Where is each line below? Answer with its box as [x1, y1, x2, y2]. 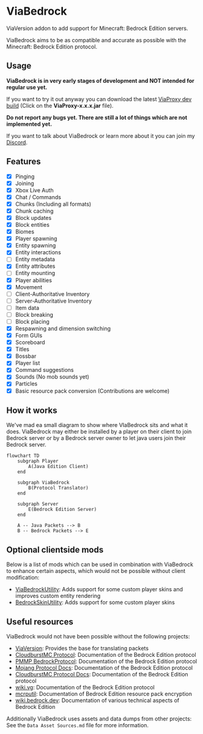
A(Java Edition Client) [28, 464, 89, 470]
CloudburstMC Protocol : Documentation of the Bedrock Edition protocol [15, 651, 197, 658]
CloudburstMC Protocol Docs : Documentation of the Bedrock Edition [15, 671, 188, 678]
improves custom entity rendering [15, 592, 101, 600]
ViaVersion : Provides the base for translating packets [15, 645, 149, 652]
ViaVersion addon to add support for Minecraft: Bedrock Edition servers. [6, 25, 188, 32]
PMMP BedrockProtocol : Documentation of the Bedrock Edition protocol [15, 657, 197, 665]
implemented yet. [6, 120, 53, 127]
